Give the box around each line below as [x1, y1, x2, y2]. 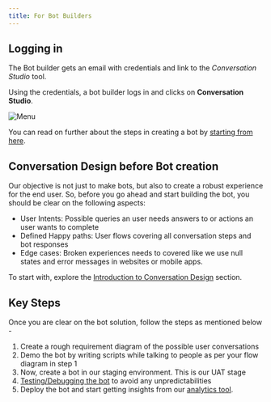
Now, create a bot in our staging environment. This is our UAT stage [19, 367, 247, 377]
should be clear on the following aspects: [8, 198, 146, 208]
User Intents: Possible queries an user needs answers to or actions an [19, 214, 253, 223]
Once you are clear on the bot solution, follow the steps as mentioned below [8, 317, 263, 328]
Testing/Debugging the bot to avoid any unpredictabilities [19, 376, 212, 386]
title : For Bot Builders [8, 11, 92, 20]
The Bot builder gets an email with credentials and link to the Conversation [8, 63, 257, 73]
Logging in [8, 42, 63, 56]
